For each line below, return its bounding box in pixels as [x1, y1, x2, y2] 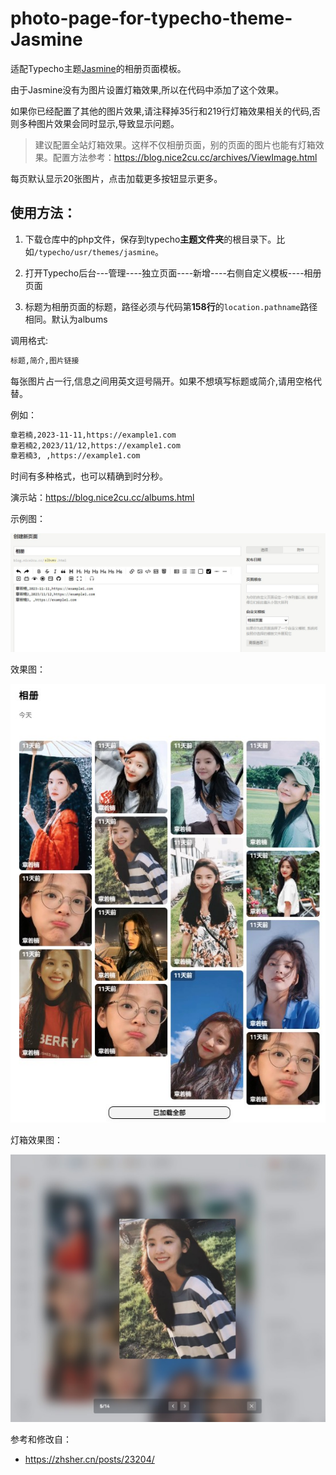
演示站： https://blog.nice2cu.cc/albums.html [10, 492, 195, 504]
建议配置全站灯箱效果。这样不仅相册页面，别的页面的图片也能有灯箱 [34, 138, 316, 151]
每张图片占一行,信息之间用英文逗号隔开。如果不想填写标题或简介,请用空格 [10, 375, 314, 387]
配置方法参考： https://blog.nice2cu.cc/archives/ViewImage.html [52, 151, 318, 163]
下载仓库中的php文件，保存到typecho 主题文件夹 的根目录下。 [24, 233, 277, 245]
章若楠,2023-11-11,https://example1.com [10, 430, 177, 440]
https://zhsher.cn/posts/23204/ [24, 1453, 155, 1465]
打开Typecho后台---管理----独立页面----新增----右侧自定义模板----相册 [24, 267, 322, 279]
